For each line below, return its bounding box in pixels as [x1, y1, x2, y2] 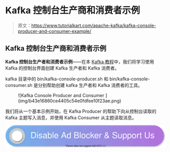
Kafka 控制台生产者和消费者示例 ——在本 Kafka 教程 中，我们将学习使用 [5, 58, 154, 65]
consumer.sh [5, 82, 33, 88]
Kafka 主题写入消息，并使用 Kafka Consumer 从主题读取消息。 [5, 114, 136, 120]
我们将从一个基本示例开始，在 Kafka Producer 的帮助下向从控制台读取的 [5, 108, 157, 114]
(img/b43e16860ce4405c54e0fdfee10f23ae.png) [18, 98, 122, 104]
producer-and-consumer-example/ [17, 28, 92, 34]
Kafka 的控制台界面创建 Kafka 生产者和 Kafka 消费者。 [5, 65, 120, 71]
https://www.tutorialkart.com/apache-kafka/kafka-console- [31, 22, 156, 28]
